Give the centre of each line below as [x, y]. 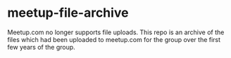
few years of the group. [41, 47]
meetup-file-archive [68, 13]
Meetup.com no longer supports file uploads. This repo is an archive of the [116, 32]
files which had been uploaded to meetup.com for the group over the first [114, 39]
